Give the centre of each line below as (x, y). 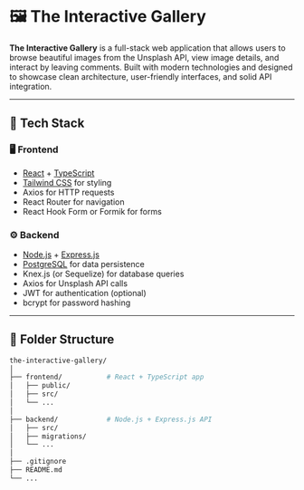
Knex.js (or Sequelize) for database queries (103, 274)
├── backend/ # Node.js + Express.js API (111, 419)
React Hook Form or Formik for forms (92, 211)
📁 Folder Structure (62, 340)
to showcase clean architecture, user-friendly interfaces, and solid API (141, 76)
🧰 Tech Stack (47, 124)
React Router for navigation (73, 202)
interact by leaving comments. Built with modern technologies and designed (151, 67)
